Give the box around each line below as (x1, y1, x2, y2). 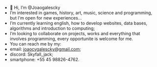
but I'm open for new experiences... (9, 15, 82, 21)
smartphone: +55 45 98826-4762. (9, 57, 79, 62)
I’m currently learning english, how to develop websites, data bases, (9, 20, 148, 26)
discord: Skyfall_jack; (9, 51, 53, 57)
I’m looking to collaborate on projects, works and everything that (9, 31, 140, 36)
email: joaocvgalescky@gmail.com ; (9, 46, 81, 52)
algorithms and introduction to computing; (9, 25, 95, 31)
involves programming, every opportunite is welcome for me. (9, 36, 133, 42)
